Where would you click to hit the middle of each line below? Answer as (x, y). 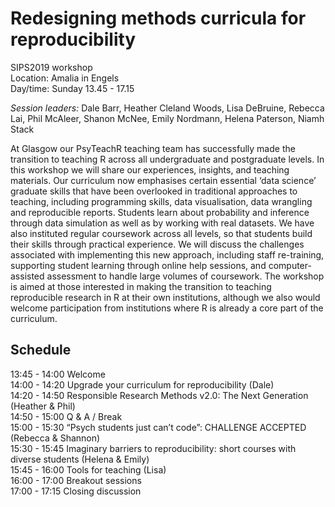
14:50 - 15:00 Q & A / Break (66, 416)
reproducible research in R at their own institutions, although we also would (165, 297)
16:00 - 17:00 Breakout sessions (76, 480)
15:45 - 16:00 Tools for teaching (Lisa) (88, 469)
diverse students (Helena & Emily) (80, 459)
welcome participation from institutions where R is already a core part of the (167, 308)
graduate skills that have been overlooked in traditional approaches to (154, 191)
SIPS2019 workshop (51, 67)
